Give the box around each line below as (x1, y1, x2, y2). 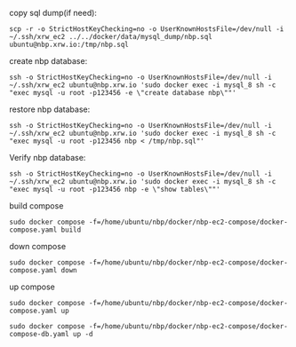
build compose (9, 201, 64, 211)
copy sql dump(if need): (9, 8, 98, 18)
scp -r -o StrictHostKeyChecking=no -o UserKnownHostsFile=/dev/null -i (9, 25, 284, 34)
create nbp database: (9, 56, 88, 66)
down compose (9, 241, 67, 251)
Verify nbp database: (9, 153, 86, 162)
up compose (9, 281, 55, 292)
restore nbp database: (9, 104, 91, 114)
